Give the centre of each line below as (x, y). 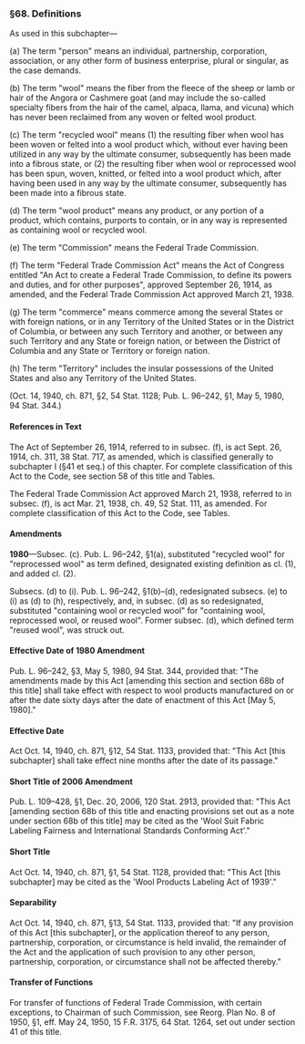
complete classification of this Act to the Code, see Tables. (120, 512)
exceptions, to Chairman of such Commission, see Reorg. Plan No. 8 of (142, 1012)
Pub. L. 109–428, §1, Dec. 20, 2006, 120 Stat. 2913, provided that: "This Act (150, 801)
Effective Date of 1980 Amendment (77, 651)
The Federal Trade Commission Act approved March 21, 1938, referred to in (151, 493)
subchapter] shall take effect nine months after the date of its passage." (144, 760)
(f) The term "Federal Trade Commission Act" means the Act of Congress (147, 265)
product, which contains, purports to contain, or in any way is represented (148, 221)
